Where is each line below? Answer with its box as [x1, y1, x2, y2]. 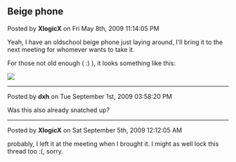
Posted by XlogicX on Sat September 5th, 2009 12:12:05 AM [7, 126, 183, 134]
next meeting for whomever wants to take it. [7, 45, 135, 53]
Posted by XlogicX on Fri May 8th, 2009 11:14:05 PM [7, 24, 159, 32]
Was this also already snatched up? [7, 105, 110, 114]
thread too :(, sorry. [7, 147, 63, 155]
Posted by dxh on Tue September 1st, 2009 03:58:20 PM [7, 92, 172, 100]
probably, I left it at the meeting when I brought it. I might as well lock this [7, 140, 219, 148]
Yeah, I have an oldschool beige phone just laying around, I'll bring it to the [7, 38, 223, 46]
